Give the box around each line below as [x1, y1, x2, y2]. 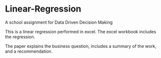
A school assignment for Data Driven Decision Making [5, 19, 113, 25]
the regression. [5, 34, 35, 40]
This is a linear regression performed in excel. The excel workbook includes [5, 29, 157, 34]
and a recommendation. [5, 48, 53, 54]
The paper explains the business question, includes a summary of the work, [5, 43, 157, 49]
